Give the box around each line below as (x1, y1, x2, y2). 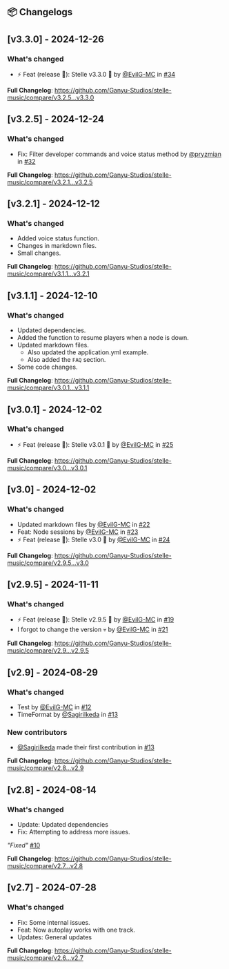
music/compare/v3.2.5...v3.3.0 (7, 93, 94, 102)
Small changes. (17, 249, 61, 258)
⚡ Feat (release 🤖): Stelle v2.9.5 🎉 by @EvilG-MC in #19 (17, 615, 175, 624)
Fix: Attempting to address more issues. (17, 827, 130, 836)
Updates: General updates (17, 932, 92, 941)
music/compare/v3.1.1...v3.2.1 (7, 269, 90, 278)
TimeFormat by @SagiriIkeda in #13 (17, 710, 119, 718)
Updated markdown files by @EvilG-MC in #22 (17, 520, 150, 528)
